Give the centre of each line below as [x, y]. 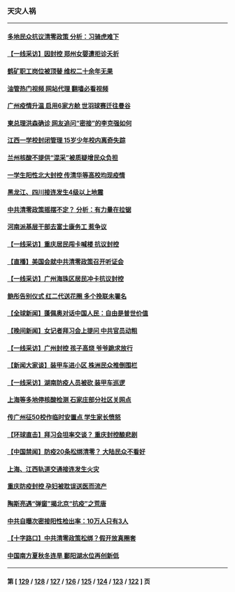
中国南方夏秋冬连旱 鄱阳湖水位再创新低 [63, 555]
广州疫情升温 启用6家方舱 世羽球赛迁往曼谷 [69, 106]
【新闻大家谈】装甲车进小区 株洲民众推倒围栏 [72, 366]
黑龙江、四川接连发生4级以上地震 [55, 192]
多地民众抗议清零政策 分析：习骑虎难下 [63, 36]
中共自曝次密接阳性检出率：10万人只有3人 [68, 521]
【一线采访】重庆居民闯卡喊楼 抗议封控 [63, 244]
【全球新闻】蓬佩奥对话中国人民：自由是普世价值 [78, 313]
